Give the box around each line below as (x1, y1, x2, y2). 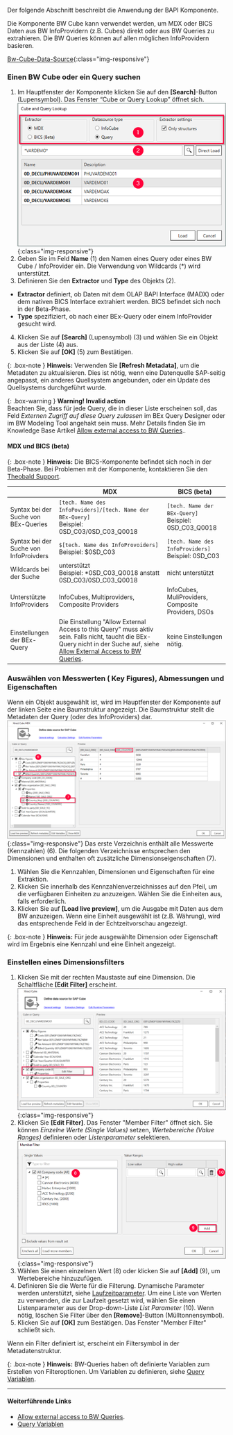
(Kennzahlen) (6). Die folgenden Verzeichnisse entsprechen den (7, 847, 191, 855)
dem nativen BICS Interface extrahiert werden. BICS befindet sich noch (17, 297, 221, 305)
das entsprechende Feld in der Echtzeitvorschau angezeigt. (17, 919, 188, 928)
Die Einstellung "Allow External (58, 617, 146, 626)
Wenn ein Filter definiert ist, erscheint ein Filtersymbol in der (7, 1339, 180, 1348)
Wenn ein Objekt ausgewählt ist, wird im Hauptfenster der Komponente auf (7, 698, 221, 707)
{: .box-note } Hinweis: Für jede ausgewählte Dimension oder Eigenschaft (7, 933, 218, 941)
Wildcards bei (10, 565, 50, 573)
